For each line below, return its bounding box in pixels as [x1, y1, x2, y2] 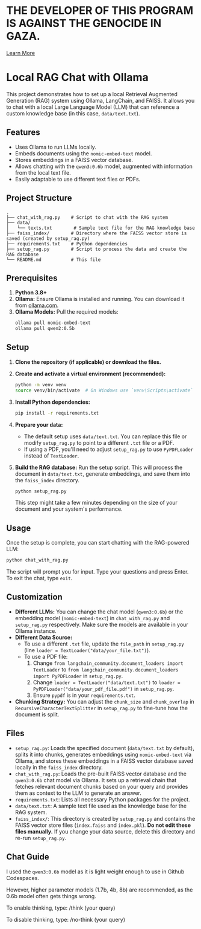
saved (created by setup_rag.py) [6, 235, 90, 242]
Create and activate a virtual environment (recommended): [14, 370, 166, 377]
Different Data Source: [14, 633, 73, 641]
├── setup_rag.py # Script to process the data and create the [6, 246, 187, 252]
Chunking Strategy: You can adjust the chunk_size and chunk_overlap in [14, 698, 194, 705]
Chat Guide [6, 852, 49, 862]
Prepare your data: [14, 421, 63, 428]
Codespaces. [6, 874, 39, 881]
